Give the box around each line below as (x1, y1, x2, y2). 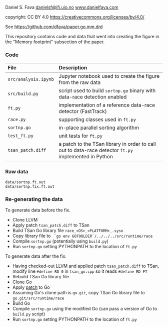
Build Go (12, 300, 30, 306)
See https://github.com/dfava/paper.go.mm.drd (5, 24, 103, 30)
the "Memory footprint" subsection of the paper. (5, 39, 105, 45)
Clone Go (12, 279, 32, 285)
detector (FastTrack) (58, 108, 107, 115)
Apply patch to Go (12, 284, 50, 290)
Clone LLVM (12, 216, 38, 223)
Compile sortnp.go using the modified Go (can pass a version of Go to (12, 305, 157, 311)
